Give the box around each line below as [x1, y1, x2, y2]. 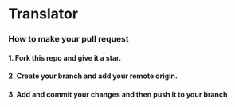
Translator [8, 5, 78, 23]
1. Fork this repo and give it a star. [8, 53, 122, 62]
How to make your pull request [8, 34, 129, 45]
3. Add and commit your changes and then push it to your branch [8, 89, 229, 99]
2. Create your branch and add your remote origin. [8, 71, 178, 81]
